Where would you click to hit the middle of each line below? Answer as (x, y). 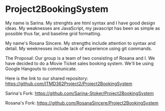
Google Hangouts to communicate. (41, 69)
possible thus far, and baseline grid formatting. (53, 33)
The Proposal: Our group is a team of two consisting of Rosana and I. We (80, 58)
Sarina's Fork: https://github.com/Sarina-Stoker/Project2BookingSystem (79, 93)
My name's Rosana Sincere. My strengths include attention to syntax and (80, 43)
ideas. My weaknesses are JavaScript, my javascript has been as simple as (82, 28)
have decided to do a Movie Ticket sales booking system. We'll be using (79, 63)
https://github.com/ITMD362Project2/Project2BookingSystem (69, 84)
